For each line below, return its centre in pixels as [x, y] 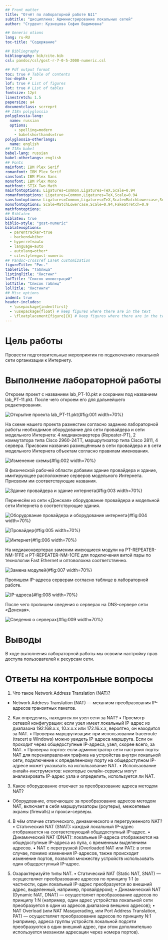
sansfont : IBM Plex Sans [31, 176]
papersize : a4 [20, 102]
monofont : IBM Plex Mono [31, 181]
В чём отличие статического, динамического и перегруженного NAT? [87, 821]
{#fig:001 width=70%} [100, 414]
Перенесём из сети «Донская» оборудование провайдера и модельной [82, 500]
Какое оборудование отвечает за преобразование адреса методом [85, 786]
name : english [24, 144]
